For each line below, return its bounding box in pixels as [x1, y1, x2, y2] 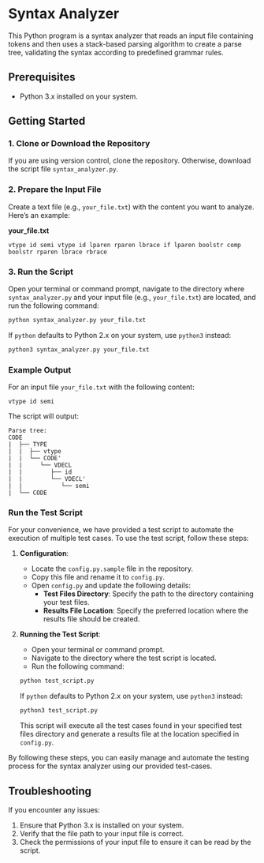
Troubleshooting [8, 784, 92, 797]
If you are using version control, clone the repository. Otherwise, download [8, 156, 251, 166]
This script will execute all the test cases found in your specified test [19, 721, 243, 730]
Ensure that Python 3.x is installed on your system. [19, 820, 184, 830]
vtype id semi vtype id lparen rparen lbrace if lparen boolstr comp [8, 241, 242, 249]
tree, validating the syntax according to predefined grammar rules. [8, 47, 224, 57]
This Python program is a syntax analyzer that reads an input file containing [8, 31, 254, 40]
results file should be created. [43, 614, 140, 624]
